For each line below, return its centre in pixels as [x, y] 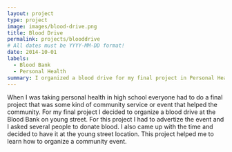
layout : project [30, 13]
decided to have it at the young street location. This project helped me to [110, 134]
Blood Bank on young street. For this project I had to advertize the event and [116, 120]
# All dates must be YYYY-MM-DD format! [66, 46]
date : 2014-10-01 [32, 53]
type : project [28, 20]
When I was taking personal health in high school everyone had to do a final [115, 97]
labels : [18, 59]
